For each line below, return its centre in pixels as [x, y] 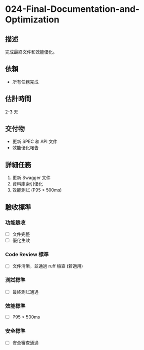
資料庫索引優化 [27, 184]
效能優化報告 [25, 148]
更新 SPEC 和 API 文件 [35, 141]
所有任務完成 [25, 82]
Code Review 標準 [27, 254]
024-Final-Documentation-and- [72, 9]
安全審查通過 [25, 343]
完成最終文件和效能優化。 [31, 52]
